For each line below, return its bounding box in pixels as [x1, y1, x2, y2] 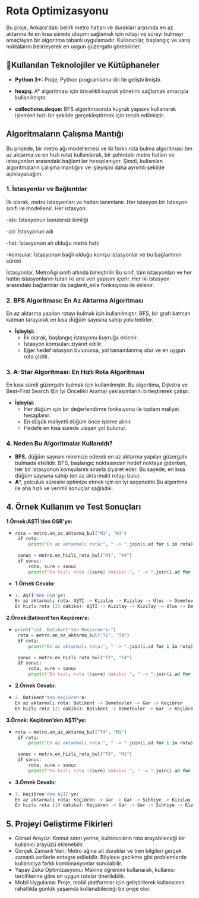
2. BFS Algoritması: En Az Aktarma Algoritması [6, 296, 144, 304]
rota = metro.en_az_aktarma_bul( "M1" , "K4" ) [14, 530, 127, 537]
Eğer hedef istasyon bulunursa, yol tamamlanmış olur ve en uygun [23, 347, 185, 354]
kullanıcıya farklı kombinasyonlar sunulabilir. [14, 860, 123, 867]
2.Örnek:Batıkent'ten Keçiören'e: [6, 615, 90, 622]
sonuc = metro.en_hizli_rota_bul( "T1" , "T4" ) [17, 654, 132, 660]
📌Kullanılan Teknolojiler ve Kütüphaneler [6, 60, 160, 70]
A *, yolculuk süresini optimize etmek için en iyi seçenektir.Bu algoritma [14, 478, 188, 485]
